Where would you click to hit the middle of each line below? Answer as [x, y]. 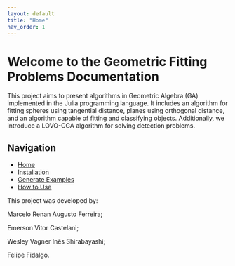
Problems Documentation [83, 76]
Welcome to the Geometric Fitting [107, 61]
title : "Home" [28, 20]
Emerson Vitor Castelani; [43, 228]
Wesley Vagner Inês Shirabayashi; [56, 241]
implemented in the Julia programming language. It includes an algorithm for [117, 103]
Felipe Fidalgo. [28, 255]
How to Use [34, 187]
